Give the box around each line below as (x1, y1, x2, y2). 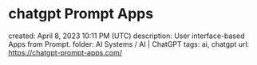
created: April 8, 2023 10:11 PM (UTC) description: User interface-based (8, 31, 245, 40)
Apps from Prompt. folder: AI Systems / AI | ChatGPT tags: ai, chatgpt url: (8, 39, 250, 48)
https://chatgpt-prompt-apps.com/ (8, 48, 122, 57)
